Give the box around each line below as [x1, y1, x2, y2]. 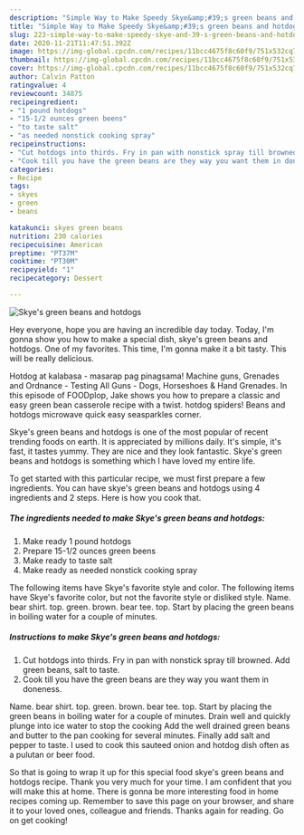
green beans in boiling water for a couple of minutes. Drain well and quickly [9, 710, 291, 721]
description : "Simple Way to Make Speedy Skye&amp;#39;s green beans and [9, 13, 294, 23]
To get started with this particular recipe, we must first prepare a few [9, 473, 266, 484]
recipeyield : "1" [9, 265, 75, 274]
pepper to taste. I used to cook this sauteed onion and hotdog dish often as [9, 739, 290, 750]
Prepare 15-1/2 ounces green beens [22, 545, 157, 556]
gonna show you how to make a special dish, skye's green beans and [9, 333, 269, 344]
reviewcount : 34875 [9, 89, 83, 98]
